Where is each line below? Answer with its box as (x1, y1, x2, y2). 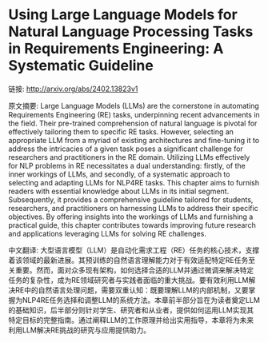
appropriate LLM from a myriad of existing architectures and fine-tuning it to (8, 135, 260, 145)
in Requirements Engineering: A (8, 40, 224, 58)
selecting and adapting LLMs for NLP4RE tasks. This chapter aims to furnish (8, 177, 260, 187)
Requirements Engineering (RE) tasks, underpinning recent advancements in (8, 109, 260, 119)
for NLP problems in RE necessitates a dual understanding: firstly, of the (8, 161, 246, 170)
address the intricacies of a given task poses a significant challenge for (8, 144, 244, 153)
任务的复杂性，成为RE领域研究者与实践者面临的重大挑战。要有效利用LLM (8, 275, 249, 284)
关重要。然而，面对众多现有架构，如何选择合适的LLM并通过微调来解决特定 (8, 265, 254, 275)
